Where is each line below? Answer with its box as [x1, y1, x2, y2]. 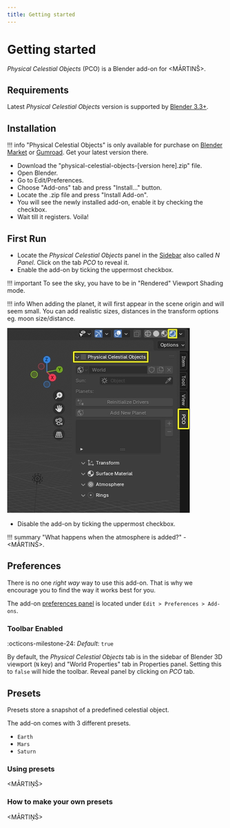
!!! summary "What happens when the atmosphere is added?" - [7, 533, 187, 541]
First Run [7, 233, 47, 245]
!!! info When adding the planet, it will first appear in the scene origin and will [7, 300, 224, 308]
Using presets [7, 764, 55, 774]
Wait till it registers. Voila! [17, 213, 90, 221]
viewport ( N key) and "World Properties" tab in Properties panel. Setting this [7, 660, 222, 668]
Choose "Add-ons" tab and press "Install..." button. [17, 183, 163, 192]
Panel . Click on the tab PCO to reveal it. [17, 258, 129, 267]
